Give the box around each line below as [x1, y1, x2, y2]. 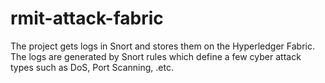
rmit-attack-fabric [10, 7, 164, 30]
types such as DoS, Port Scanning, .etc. [10, 61, 174, 73]
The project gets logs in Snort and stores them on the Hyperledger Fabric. [10, 40, 315, 52]
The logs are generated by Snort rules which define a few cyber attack [10, 50, 302, 62]
